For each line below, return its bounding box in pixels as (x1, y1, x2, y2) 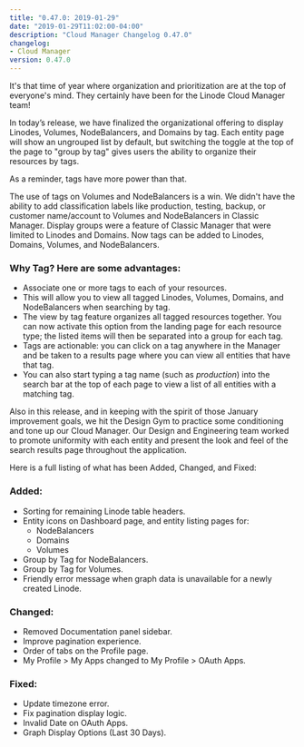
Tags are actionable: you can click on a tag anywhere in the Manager (22, 340, 281, 351)
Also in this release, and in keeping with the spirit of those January (9, 406, 259, 418)
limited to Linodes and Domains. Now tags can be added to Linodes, (9, 230, 265, 241)
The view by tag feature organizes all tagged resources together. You (22, 311, 282, 322)
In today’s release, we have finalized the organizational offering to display (9, 117, 284, 128)
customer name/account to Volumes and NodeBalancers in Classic (9, 211, 260, 221)
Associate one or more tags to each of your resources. (22, 282, 228, 293)
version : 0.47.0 (9, 55, 71, 64)
